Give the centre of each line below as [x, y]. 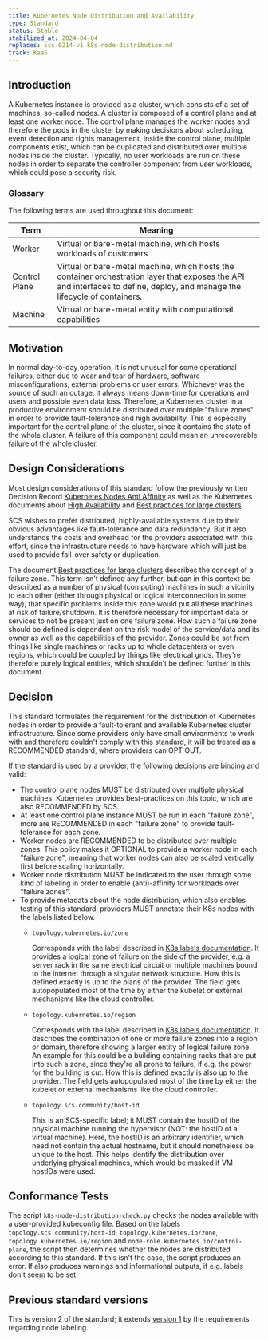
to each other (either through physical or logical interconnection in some [127, 595]
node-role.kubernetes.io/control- [185, 1242]
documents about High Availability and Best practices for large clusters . [126, 505]
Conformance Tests [59, 1196]
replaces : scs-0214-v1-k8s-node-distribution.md [91, 46]
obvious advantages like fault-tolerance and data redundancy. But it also [127, 529]
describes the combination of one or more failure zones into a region [144, 1038]
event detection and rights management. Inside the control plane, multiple [130, 138]
